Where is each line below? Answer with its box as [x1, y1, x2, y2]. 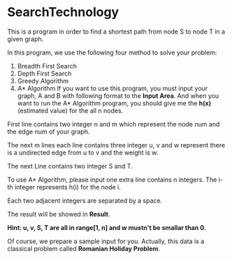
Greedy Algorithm [17, 76, 69, 85]
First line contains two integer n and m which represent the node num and [7, 120, 220, 128]
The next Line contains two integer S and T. [7, 161, 133, 170]
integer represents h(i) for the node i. [14, 182, 121, 191]
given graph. [7, 34, 44, 43]
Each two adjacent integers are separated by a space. [7, 196, 163, 205]
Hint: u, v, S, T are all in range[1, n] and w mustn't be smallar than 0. [7, 223, 206, 231]
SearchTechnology [7, 4, 119, 20]
